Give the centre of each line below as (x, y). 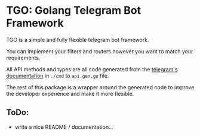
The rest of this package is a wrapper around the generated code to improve (100, 87)
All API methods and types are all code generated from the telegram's (92, 69)
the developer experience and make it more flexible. (70, 93)
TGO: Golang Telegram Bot (74, 10)
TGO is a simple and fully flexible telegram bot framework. (78, 40)
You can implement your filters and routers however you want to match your (100, 51)
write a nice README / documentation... (64, 127)
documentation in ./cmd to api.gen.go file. (58, 75)
